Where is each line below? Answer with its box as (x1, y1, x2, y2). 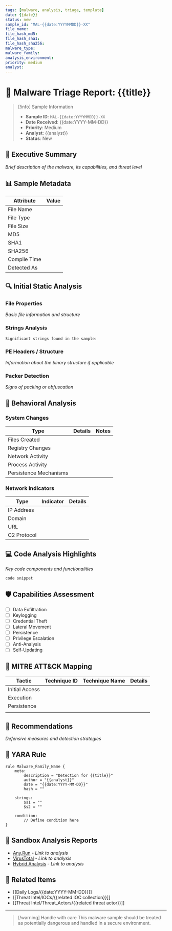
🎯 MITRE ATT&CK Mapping (5, 662, 92, 671)
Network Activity (8, 452, 49, 460)
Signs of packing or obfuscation (5, 384, 73, 390)
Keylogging (12, 612, 37, 618)
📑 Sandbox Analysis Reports (5, 836, 98, 845)
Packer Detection (5, 372, 50, 379)
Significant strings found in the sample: (5, 336, 97, 341)
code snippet (5, 576, 33, 581)
